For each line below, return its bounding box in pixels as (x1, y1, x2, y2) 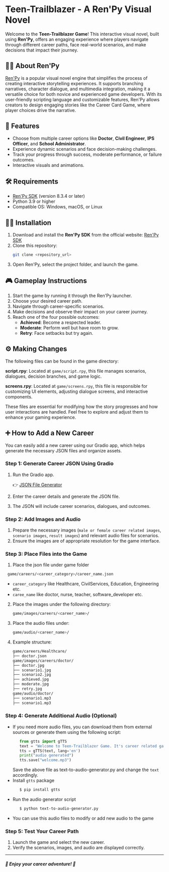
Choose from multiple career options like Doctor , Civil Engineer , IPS (12, 135, 155, 141)
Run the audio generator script (12, 796, 76, 802)
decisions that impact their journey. (5, 47, 78, 53)
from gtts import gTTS (19, 739, 67, 744)
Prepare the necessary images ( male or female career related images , (12, 527, 161, 533)
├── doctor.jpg (12, 663, 45, 668)
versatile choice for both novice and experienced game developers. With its (5, 91, 162, 97)
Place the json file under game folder (12, 562, 90, 568)
